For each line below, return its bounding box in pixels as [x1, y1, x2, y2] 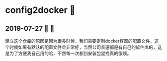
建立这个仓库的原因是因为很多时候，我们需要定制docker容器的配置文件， [5, 38, 155, 44]
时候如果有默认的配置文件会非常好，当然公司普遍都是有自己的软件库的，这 [9, 44, 162, 50]
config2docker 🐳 [5, 4, 76, 16]
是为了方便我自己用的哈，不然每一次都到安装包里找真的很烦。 [5, 51, 132, 56]
